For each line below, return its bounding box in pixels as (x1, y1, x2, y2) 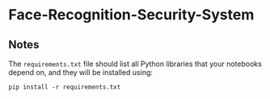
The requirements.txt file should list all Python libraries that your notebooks (8, 59, 263, 68)
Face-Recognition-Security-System (8, 6, 255, 24)
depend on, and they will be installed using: (8, 68, 154, 77)
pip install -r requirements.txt (8, 83, 121, 91)
